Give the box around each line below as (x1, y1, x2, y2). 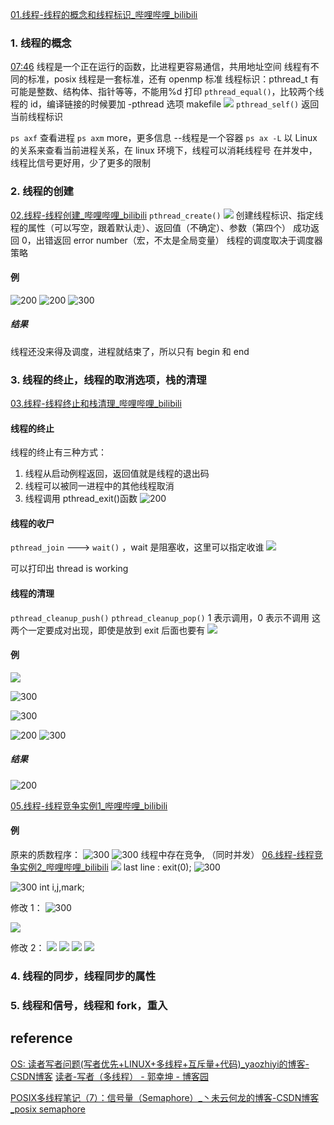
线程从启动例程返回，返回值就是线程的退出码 (24, 468, 210, 480)
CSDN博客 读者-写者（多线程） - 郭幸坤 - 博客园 (10, 1070, 209, 1082)
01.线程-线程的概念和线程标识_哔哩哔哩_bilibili (10, 9, 198, 20)
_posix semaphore (10, 1103, 86, 1115)
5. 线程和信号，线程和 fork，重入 (10, 998, 168, 1012)
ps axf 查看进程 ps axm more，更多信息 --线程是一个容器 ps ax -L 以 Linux (10, 132, 318, 144)
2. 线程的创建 (10, 184, 74, 198)
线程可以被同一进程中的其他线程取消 (24, 480, 175, 492)
